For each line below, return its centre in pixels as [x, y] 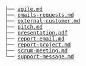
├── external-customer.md [43, 21]
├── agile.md [24, 9]
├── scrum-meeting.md [36, 51]
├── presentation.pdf [36, 33]
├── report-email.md [35, 39]
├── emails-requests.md [39, 15]
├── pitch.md [24, 27]
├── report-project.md [38, 45]
